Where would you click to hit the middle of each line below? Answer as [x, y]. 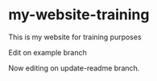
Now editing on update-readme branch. [74, 68]
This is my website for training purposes [75, 37]
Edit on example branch [48, 52]
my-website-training [79, 15]
